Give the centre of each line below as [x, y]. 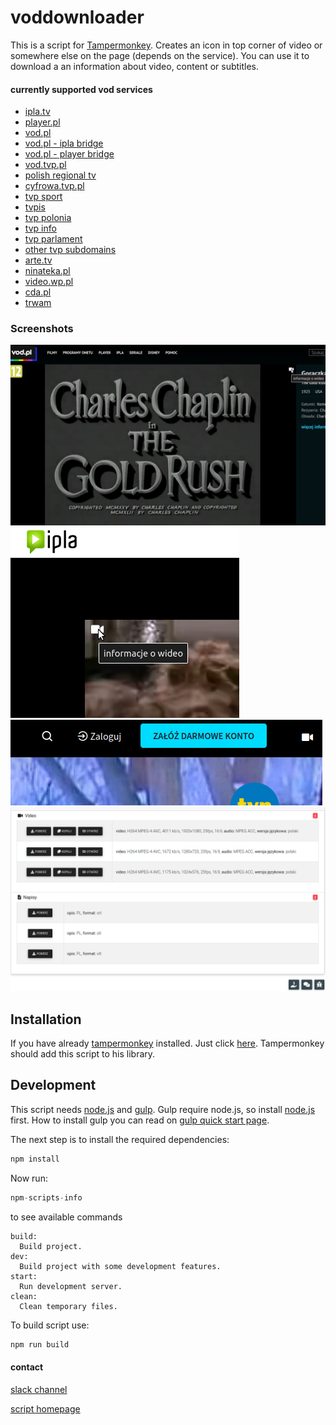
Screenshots [42, 329]
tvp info [40, 228]
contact [27, 1367]
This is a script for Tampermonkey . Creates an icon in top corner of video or [166, 45]
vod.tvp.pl [45, 165]
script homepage [45, 1408]
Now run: [29, 1178]
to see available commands [66, 1217]
